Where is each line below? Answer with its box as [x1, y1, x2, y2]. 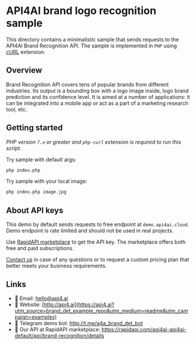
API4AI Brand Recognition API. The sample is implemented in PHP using [6, 42, 177, 49]
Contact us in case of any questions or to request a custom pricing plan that [6, 256, 190, 263]
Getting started [6, 123, 63, 133]
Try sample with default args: [6, 156, 77, 163]
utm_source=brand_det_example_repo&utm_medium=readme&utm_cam [14, 307, 188, 314]
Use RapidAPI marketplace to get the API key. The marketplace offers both [6, 238, 186, 245]
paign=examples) [14, 313, 57, 320]
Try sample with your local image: [6, 177, 88, 185]
